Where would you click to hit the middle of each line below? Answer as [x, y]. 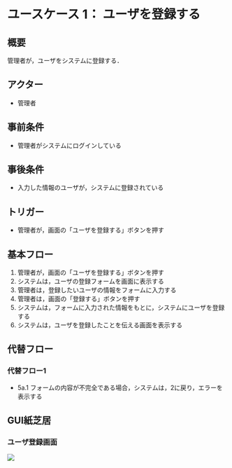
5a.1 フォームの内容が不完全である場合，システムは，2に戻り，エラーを [120, 387]
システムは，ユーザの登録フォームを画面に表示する [90, 282]
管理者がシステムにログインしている [69, 145]
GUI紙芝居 [29, 421]
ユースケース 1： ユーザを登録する [104, 14]
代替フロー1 [27, 371]
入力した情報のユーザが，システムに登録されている [90, 188]
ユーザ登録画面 [32, 442]
